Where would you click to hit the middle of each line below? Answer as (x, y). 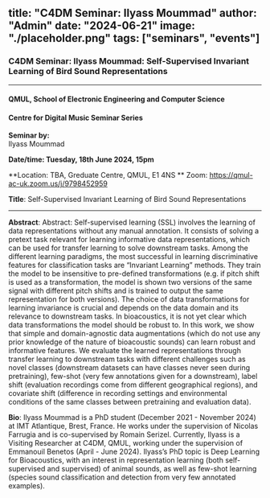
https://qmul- (231, 175)
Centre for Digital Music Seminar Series (76, 117)
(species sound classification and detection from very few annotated (122, 477)
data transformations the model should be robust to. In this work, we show (131, 325)
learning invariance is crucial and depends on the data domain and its (123, 308)
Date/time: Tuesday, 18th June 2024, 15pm (81, 159)
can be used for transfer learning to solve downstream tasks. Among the (129, 248)
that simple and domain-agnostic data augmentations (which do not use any (135, 334)
